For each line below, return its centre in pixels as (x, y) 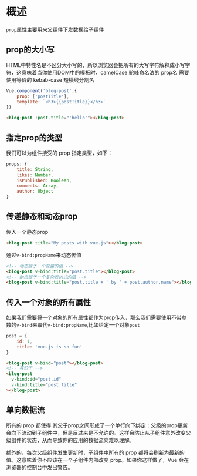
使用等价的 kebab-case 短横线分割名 (50, 79)
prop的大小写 (30, 50)
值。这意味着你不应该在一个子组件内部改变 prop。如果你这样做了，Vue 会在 (98, 460)
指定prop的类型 (34, 138)
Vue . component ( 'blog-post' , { (42, 91)
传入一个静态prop (27, 232)
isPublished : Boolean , (44, 180)
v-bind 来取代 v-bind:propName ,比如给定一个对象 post (79, 325)
